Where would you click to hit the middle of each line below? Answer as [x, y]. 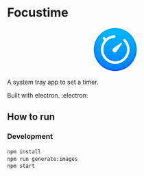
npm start [21, 166]
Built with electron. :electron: [48, 95]
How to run [31, 117]
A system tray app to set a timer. [53, 82]
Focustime [38, 13]
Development [30, 137]
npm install [24, 152]
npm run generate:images [43, 159]
